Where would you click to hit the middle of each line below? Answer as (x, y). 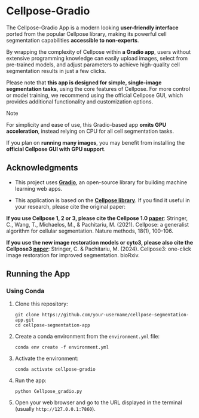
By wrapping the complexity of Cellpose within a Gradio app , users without (99, 51)
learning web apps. (39, 188)
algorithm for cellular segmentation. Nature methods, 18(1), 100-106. (90, 231)
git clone (27, 315)
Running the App (38, 274)
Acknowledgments (42, 168)
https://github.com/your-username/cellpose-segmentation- (115, 315)
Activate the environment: (47, 358)
